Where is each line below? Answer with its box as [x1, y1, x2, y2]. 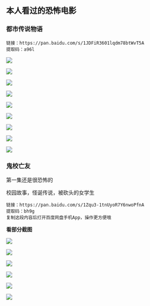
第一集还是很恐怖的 [6, 176, 53, 183]
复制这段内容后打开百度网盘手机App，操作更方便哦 [6, 214, 111, 220]
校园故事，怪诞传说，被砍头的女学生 [6, 189, 95, 196]
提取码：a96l [6, 46, 35, 52]
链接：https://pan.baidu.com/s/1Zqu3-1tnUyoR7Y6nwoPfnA [6, 202, 145, 208]
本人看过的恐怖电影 [6, 5, 76, 16]
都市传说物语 [6, 25, 43, 33]
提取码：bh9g [6, 208, 35, 214]
